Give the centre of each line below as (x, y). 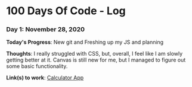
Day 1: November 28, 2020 (46, 30)
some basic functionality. (37, 66)
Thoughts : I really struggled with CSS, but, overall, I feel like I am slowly (95, 54)
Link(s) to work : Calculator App (45, 78)
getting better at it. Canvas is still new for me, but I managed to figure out (96, 60)
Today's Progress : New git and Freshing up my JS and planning (85, 42)
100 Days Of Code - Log (66, 11)
